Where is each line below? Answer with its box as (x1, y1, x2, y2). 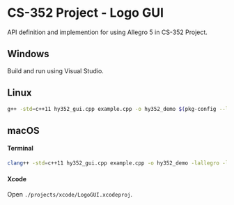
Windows (7, 48, 49, 60)
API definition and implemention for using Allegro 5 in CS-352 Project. (7, 28, 208, 36)
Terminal (7, 144, 33, 153)
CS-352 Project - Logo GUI (7, 5, 164, 21)
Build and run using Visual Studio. (7, 66, 104, 75)
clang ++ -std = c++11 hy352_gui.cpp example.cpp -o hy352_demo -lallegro (7, 160, 219, 167)
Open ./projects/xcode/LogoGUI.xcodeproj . (7, 190, 133, 199)
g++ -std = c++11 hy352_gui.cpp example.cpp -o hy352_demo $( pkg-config (7, 105, 217, 112)
